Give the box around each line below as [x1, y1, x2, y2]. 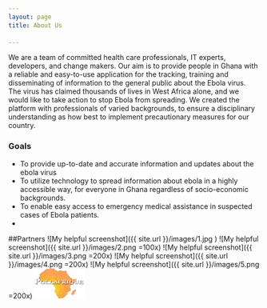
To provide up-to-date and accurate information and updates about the [19, 158, 254, 168]
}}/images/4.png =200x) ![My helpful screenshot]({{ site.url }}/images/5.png [8, 259, 260, 269]
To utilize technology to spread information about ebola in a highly [19, 176, 238, 186]
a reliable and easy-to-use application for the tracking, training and [8, 70, 229, 79]
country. [8, 121, 36, 130]
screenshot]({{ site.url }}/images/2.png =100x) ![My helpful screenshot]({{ [8, 242, 253, 252]
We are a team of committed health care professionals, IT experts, [8, 53, 226, 62]
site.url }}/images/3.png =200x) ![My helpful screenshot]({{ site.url [8, 250, 229, 260]
